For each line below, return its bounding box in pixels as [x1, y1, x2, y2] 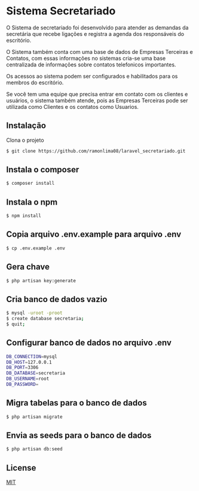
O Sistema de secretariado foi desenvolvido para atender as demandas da [6, 24, 189, 31]
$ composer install [6, 181, 55, 187]
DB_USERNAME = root [6, 376, 50, 382]
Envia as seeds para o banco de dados [6, 430, 152, 440]
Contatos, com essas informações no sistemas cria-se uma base [6, 54, 166, 62]
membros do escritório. [6, 79, 64, 86]
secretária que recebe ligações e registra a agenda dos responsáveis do [6, 30, 184, 37]
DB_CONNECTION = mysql [6, 353, 58, 359]
